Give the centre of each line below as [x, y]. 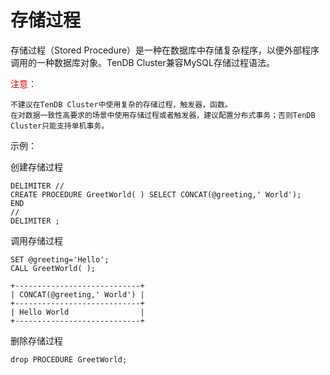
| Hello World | [77, 312]
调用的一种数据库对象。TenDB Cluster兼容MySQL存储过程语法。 [142, 62]
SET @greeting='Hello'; [60, 259]
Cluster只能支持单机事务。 [60, 126]
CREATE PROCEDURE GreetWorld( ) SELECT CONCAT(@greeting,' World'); [156, 194]
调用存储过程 [36, 240]
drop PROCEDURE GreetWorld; [69, 359]
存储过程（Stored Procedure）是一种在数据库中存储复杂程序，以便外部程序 [165, 50]
